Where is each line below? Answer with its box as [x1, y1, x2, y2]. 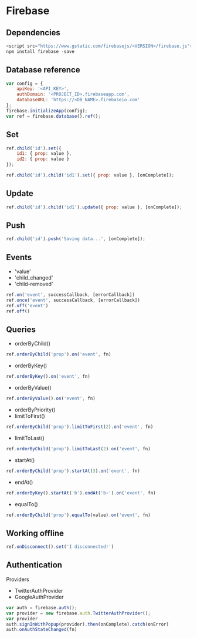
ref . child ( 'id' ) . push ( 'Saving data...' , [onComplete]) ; [6, 236, 145, 242]
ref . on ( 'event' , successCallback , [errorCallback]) [6, 292, 135, 298]
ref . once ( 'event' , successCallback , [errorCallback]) [6, 297, 141, 303]
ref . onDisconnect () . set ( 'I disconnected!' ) [6, 544, 114, 550]
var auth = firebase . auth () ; [6, 604, 77, 610]
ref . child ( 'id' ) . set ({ [6, 145, 62, 151]
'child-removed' [14, 281, 53, 288]
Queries [6, 324, 36, 334]
